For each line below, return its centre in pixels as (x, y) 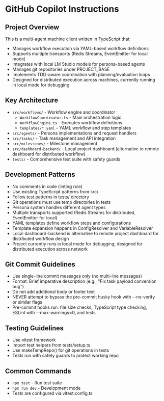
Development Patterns (40, 174)
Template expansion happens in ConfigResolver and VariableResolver (82, 228)
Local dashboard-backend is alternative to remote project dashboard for (85, 233)
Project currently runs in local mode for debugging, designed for (77, 243)
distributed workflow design (41, 239)
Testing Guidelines (34, 328)
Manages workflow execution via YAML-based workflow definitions (80, 48)
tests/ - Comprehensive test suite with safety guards (66, 159)
